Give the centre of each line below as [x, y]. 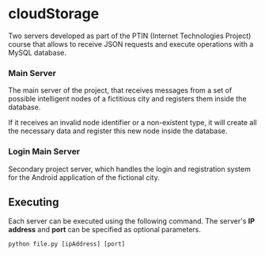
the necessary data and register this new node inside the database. [118, 131]
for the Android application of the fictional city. [84, 177]
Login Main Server [44, 151]
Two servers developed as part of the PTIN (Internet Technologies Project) [130, 36]
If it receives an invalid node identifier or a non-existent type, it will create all [132, 123]
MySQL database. [38, 52]
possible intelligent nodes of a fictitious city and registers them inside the [127, 99]
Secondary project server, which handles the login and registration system [129, 169]
